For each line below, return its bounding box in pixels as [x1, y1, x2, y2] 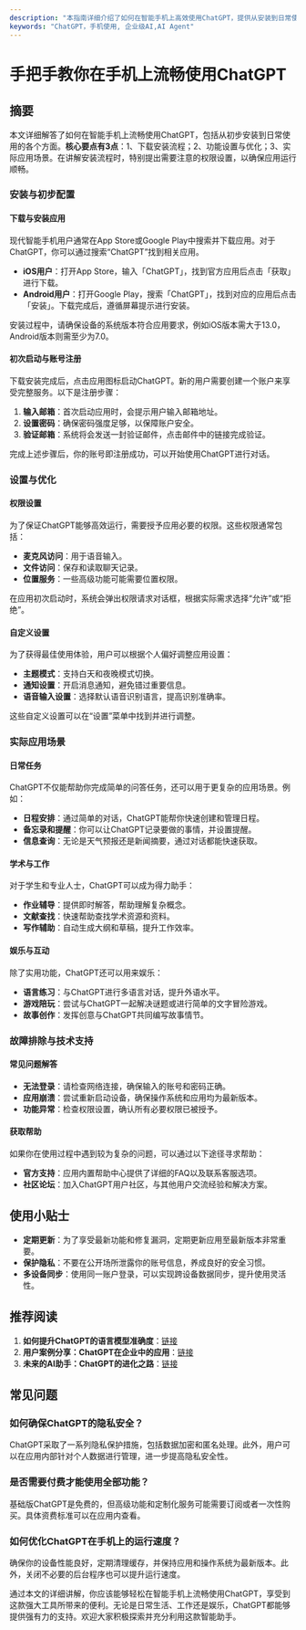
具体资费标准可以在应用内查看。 [25, 1509, 146, 1520]
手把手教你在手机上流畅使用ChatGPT [9, 64, 287, 85]
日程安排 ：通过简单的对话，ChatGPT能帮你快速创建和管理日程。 [22, 813, 265, 824]
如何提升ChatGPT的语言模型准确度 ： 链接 [22, 1335, 178, 1346]
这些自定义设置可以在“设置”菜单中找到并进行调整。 [9, 710, 200, 721]
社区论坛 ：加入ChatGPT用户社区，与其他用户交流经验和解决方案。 [22, 1179, 273, 1190]
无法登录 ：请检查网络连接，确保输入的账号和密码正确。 [22, 1080, 230, 1091]
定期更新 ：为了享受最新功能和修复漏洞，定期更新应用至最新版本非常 [22, 1234, 279, 1245]
